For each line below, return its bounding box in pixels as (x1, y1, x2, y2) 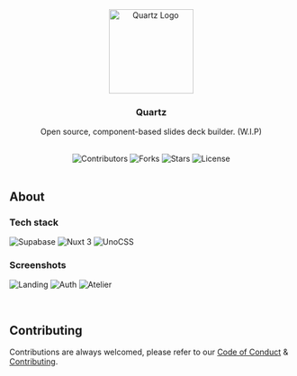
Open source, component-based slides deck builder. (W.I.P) (40, 126, 263, 138)
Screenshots (9, 258, 67, 271)
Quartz (135, 105, 167, 118)
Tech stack (9, 216, 58, 228)
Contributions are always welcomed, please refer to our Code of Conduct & (9, 346, 289, 358)
